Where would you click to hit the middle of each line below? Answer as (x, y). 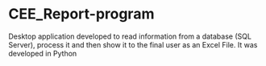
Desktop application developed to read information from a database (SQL (130, 36)
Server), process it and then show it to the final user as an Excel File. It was (133, 44)
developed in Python (43, 53)
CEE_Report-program (81, 14)
